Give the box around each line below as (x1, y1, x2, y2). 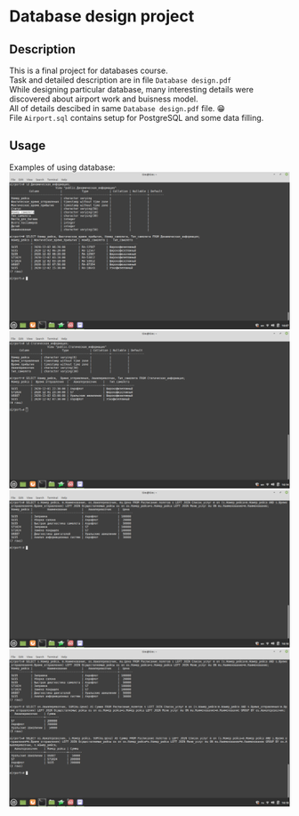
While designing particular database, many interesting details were (9, 85, 254, 94)
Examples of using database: (9, 162, 116, 173)
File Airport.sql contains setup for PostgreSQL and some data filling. (9, 113, 264, 123)
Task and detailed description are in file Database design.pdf (9, 75, 231, 85)
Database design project (9, 6, 195, 27)
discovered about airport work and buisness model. (9, 93, 198, 104)
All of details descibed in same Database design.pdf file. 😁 (9, 103, 225, 113)
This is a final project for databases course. (9, 65, 168, 76)
